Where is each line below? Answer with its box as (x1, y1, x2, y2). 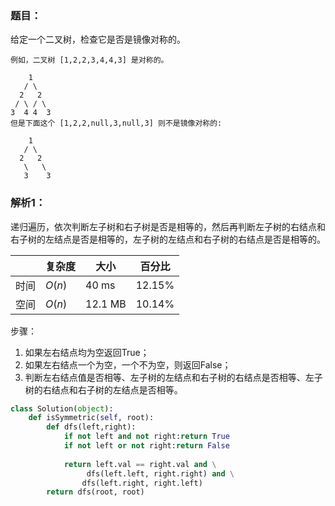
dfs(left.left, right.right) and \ (86, 468, 235, 479)
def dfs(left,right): (46, 422, 137, 432)
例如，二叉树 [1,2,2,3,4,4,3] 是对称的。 (10, 55, 169, 66)
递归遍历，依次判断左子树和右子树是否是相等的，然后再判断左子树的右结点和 (10, 220, 326, 232)
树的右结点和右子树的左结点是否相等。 (24, 383, 183, 396)
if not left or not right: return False (63, 441, 230, 451)
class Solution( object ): (10, 403, 114, 414)
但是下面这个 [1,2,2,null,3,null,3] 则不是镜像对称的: (10, 118, 223, 129)
